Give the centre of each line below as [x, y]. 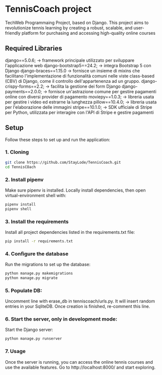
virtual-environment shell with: [36, 195]
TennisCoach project [48, 9]
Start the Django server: [29, 330]
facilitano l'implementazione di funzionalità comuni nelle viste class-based [80, 76]
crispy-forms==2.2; [25, 86]
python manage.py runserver [34, 339]
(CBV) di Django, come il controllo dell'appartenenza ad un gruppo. [73, 81]
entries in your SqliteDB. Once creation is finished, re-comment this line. [78, 306]
